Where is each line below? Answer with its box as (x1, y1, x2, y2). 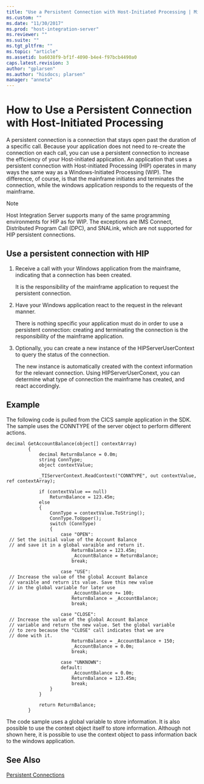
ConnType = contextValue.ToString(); (49, 510, 146, 516)
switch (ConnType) (49, 520, 97, 527)
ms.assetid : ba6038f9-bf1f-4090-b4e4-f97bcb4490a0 (6, 54, 137, 60)
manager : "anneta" (6, 77, 53, 83)
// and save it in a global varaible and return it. (8, 542, 146, 548)
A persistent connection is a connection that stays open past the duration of (6, 136, 197, 144)
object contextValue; (38, 462, 94, 468)
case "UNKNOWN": (60, 659, 102, 665)
